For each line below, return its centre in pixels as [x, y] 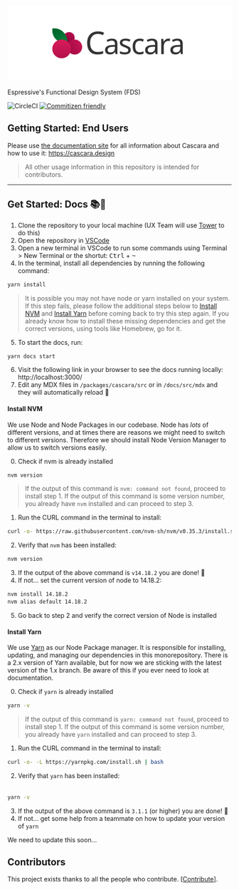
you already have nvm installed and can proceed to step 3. [109, 504]
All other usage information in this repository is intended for [112, 167]
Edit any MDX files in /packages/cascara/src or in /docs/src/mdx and [118, 385]
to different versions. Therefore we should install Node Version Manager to [117, 440]
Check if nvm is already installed [65, 461]
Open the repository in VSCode [64, 240]
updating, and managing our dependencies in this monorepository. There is [118, 655]
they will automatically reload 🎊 [63, 393]
